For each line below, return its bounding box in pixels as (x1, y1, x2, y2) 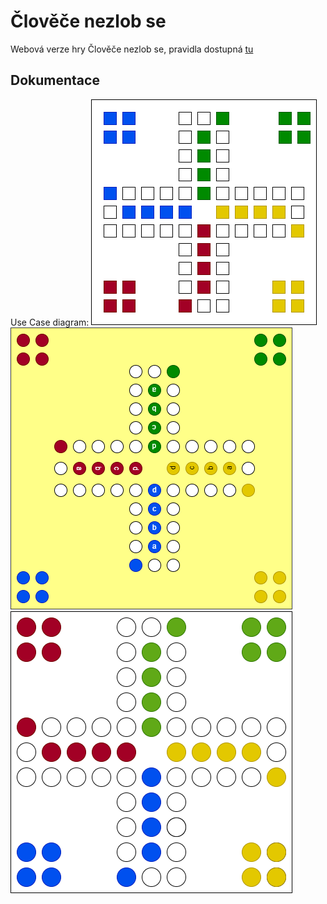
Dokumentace (10, 72, 100, 89)
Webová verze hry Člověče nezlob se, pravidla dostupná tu (10, 43, 254, 55)
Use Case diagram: (10, 316, 90, 328)
